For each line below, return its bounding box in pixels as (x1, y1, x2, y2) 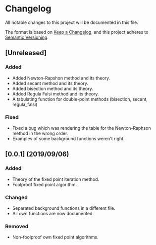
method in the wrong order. (12, 130, 68, 136)
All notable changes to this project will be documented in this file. (5, 19, 139, 25)
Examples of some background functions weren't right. (12, 135, 125, 142)
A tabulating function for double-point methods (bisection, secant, (12, 96, 148, 102)
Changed (5, 194, 28, 201)
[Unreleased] (5, 49, 47, 57)
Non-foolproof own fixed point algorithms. (12, 234, 99, 240)
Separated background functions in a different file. (12, 205, 115, 211)
